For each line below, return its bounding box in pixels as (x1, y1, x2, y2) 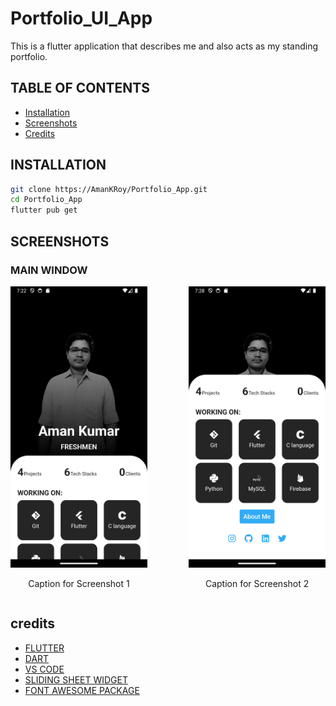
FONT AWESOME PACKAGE (24, 684, 140, 696)
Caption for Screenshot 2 (204, 577, 310, 589)
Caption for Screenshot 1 (28, 577, 130, 589)
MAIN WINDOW (10, 263, 88, 277)
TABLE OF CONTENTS (10, 80, 150, 97)
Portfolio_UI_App (10, 7, 153, 30)
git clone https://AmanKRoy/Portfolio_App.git (10, 184, 208, 194)
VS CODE (24, 663, 65, 675)
